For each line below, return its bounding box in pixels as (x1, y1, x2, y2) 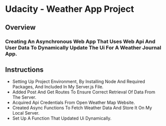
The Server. (12, 94, 37, 100)
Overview (5, 23, 36, 32)
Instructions (5, 65, 44, 74)
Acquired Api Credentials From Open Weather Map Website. (12, 100, 135, 106)
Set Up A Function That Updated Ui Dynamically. (12, 115, 111, 122)
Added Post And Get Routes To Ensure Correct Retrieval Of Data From (12, 89, 156, 95)
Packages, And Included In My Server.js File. (12, 84, 104, 90)
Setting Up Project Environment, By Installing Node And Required (12, 79, 145, 84)
